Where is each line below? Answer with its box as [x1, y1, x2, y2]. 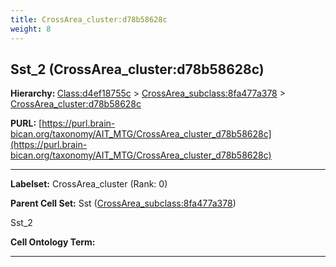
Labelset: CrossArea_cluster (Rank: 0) [10, 178, 168, 190]
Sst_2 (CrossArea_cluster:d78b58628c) [10, 61, 265, 78]
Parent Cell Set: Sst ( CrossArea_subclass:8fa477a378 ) [10, 197, 237, 210]
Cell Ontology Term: [10, 236, 96, 248]
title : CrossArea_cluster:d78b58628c [10, 14, 168, 25]
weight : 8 [10, 24, 52, 34]
